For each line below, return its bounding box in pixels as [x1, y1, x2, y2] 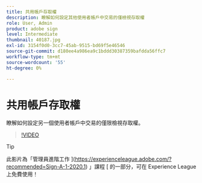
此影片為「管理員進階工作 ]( [6, 155, 75, 163]
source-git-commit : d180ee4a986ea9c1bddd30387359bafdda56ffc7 [6, 48, 166, 54]
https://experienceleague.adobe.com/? [75, 155, 172, 163]
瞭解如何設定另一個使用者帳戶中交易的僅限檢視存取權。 [6, 119, 144, 127]
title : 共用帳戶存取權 [6, 8, 57, 15]
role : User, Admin [6, 20, 52, 26]
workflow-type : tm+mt [6, 54, 61, 60]
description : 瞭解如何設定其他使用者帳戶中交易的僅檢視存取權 [6, 14, 145, 21]
